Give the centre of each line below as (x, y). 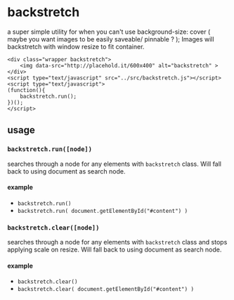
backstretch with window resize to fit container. (76, 46)
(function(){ (26, 90)
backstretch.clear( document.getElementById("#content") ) (106, 289)
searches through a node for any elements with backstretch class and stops (117, 242)
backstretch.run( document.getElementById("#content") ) (103, 211)
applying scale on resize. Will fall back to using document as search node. (115, 249)
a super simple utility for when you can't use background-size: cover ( (109, 32)
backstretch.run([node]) (50, 149)
